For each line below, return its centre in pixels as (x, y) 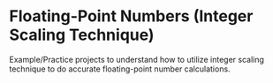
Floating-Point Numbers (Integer (131, 16)
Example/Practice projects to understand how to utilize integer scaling (137, 59)
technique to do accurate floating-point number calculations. (120, 69)
